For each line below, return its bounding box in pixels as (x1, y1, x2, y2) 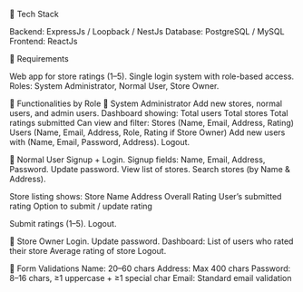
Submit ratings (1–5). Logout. (9, 219, 117, 229)
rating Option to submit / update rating (9, 200, 152, 211)
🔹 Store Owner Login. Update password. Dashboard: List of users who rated (9, 236, 294, 247)
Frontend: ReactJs (9, 36, 78, 46)
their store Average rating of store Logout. (9, 246, 167, 256)
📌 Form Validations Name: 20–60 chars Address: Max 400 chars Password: (9, 263, 291, 274)
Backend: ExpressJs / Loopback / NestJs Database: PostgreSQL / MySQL (9, 26, 285, 36)
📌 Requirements (9, 54, 70, 63)
